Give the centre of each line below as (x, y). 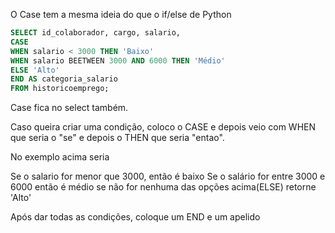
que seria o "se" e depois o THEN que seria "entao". (117, 138)
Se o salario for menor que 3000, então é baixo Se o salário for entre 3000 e (168, 176)
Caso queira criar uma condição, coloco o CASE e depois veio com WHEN (163, 127)
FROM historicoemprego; (60, 89)
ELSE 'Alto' (35, 70)
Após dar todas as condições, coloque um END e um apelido (135, 217)
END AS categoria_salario (64, 79)
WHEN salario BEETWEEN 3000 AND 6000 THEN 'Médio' (118, 60)
